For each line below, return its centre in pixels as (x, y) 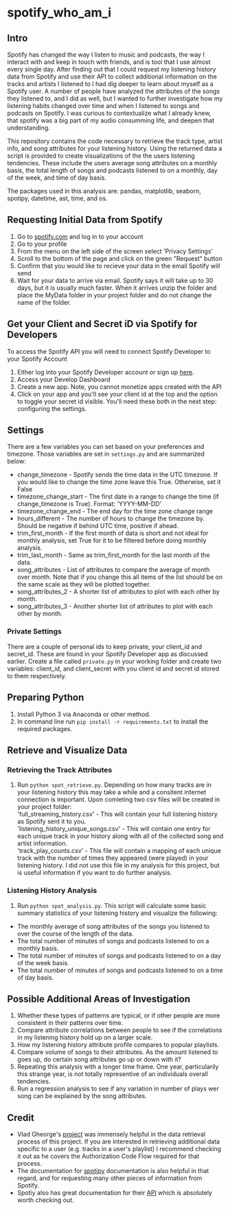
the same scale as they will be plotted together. (84, 585)
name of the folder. (44, 302)
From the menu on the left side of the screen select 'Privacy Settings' (115, 251)
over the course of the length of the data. (75, 934)
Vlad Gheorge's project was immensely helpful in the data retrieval (111, 1135)
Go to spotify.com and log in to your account (80, 236)
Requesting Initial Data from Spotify (85, 220)
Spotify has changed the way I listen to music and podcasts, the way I (106, 54)
